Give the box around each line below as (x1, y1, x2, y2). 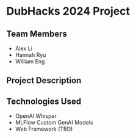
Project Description (6, 75, 82, 86)
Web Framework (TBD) (15, 125, 73, 133)
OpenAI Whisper (15, 112, 57, 120)
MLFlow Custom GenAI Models (15, 119, 93, 126)
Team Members (6, 29, 67, 39)
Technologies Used (6, 96, 81, 106)
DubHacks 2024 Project (6, 4, 130, 18)
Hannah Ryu (15, 51, 46, 59)
